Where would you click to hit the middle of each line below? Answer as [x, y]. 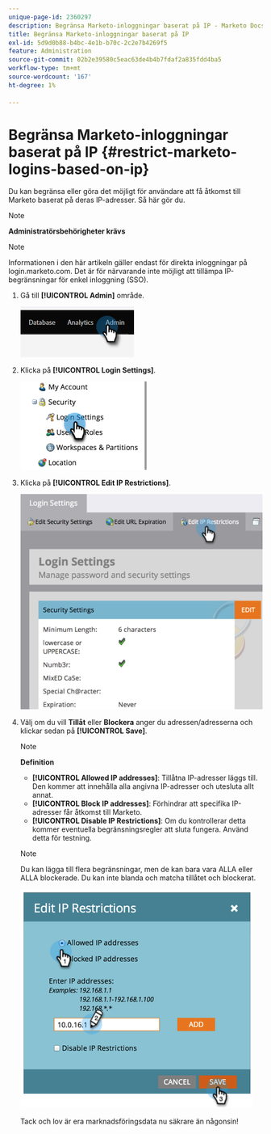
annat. [43, 795]
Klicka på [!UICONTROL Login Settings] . [88, 370]
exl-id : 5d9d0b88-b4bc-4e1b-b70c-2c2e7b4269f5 [88, 43]
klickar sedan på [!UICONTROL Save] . [83, 731]
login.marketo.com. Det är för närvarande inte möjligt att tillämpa [116, 272]
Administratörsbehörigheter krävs [67, 231]
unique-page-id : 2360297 [50, 17]
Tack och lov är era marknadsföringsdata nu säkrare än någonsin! [129, 1121]
